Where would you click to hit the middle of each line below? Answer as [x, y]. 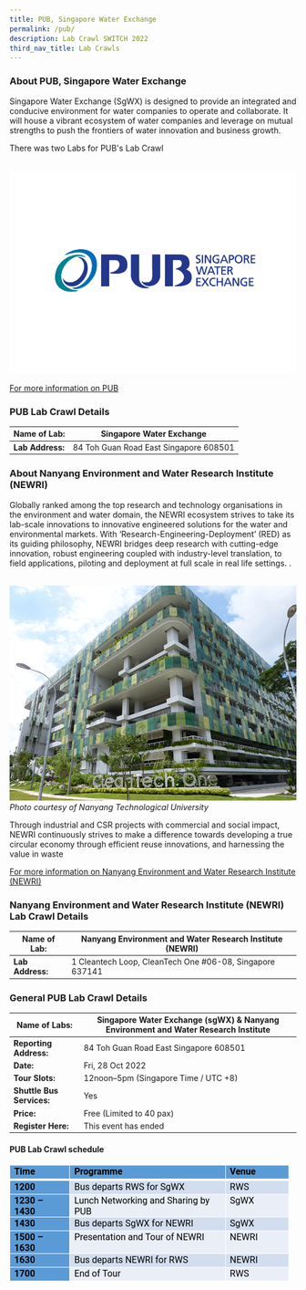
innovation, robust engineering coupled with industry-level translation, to [146, 553]
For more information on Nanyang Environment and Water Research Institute [153, 872]
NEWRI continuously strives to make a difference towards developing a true [151, 835]
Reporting [33, 1043]
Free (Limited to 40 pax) [129, 1113]
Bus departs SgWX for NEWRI [134, 1223]
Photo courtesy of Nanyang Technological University [109, 807]
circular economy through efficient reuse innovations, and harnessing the [147, 845]
